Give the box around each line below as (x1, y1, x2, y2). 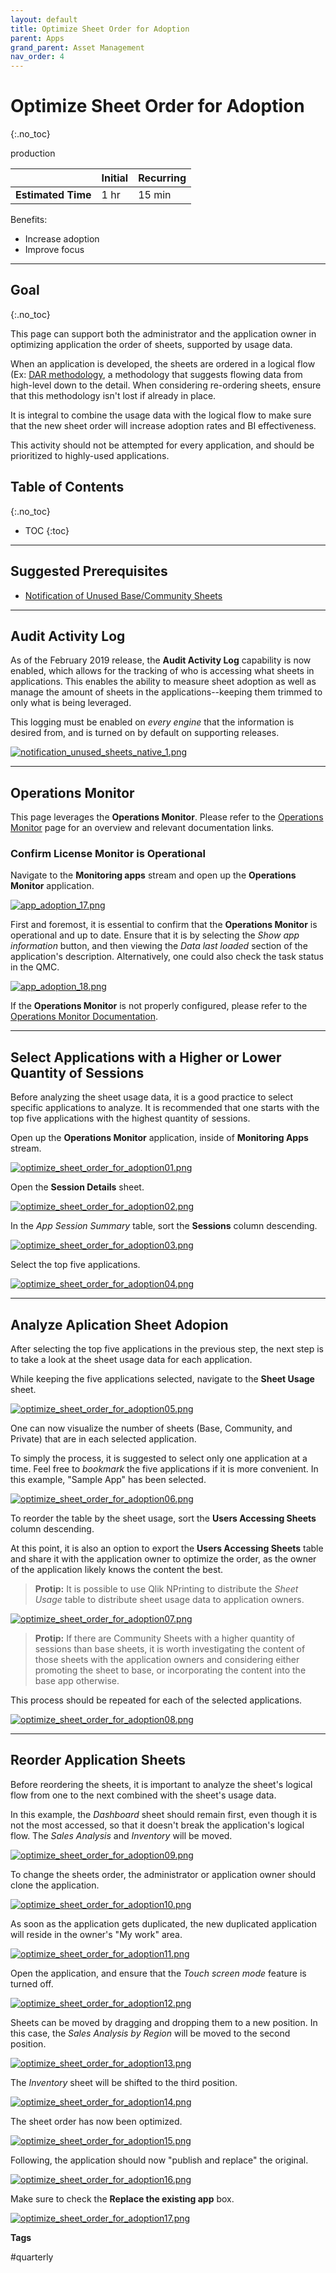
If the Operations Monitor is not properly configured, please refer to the (10, 1000, 308, 1012)
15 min (138, 188, 172, 202)
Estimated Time (15, 188, 92, 202)
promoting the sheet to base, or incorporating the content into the (34, 1664, 307, 1676)
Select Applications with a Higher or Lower (10, 1049, 282, 1066)
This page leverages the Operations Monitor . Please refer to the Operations (10, 811, 324, 823)
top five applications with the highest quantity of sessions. (10, 1112, 251, 1125)
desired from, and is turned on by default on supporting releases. (10, 727, 280, 739)
